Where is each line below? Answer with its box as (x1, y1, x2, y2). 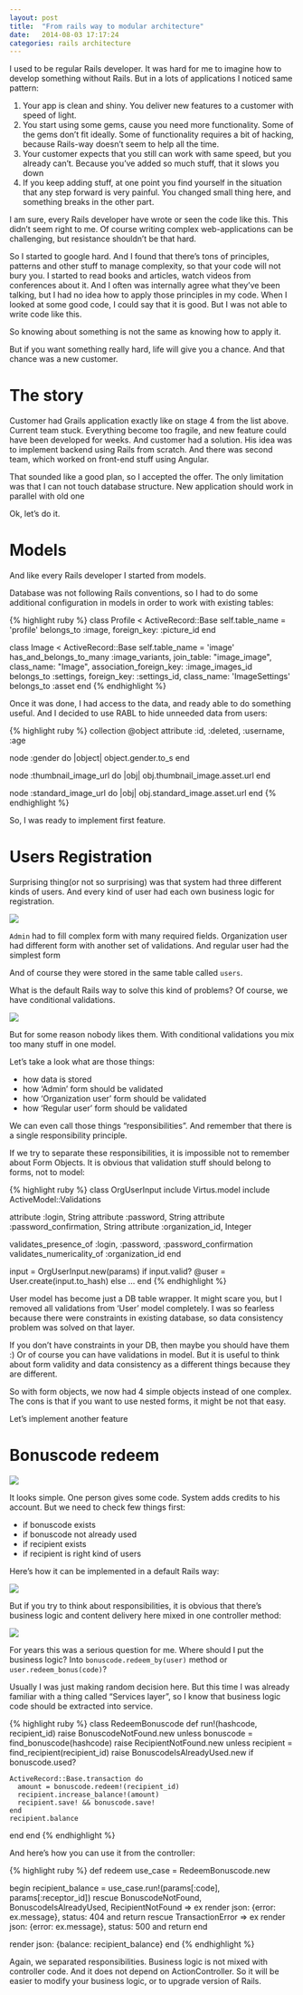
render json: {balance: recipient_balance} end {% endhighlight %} (9, 1939, 255, 1950)
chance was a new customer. (9, 354, 118, 365)
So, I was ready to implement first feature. (9, 815, 166, 826)
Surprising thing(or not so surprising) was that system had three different (9, 877, 282, 888)
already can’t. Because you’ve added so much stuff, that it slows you (22, 158, 279, 169)
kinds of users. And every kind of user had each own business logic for (9, 886, 275, 898)
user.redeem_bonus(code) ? (9, 1664, 107, 1674)
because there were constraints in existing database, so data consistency (9, 1312, 283, 1324)
